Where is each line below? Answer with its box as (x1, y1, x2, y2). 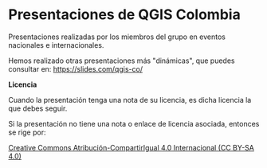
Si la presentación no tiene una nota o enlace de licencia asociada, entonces (8, 119, 260, 128)
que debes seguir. (8, 104, 68, 113)
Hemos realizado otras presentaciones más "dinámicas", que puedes (8, 56, 235, 65)
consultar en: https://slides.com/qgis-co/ (8, 64, 143, 73)
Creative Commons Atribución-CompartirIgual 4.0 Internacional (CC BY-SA (8, 143, 255, 152)
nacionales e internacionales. (8, 40, 104, 49)
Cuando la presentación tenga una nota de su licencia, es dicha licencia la (8, 95, 252, 104)
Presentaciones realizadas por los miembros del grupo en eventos (8, 32, 226, 41)
